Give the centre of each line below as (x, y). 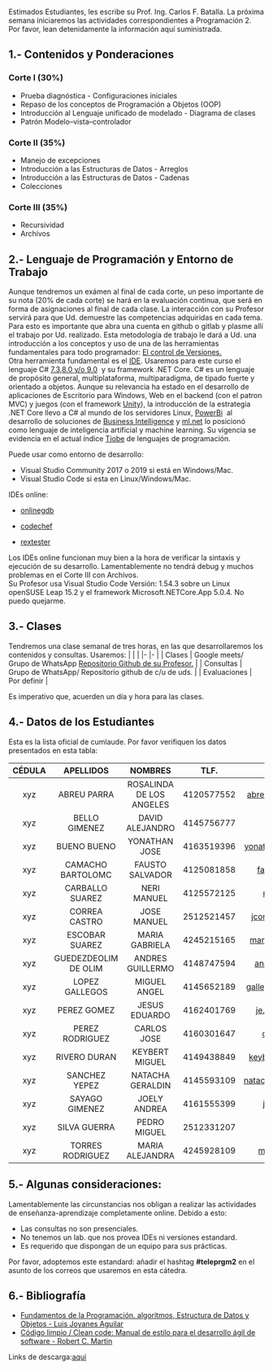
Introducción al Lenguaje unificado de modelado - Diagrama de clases (138, 112)
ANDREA (151, 1109)
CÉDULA (29, 770)
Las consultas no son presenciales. (79, 1228)
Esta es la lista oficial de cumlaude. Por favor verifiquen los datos (117, 742)
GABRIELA (150, 945)
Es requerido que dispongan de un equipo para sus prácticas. (123, 1245)
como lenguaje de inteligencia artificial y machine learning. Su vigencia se (132, 430)
